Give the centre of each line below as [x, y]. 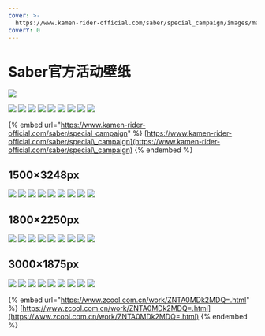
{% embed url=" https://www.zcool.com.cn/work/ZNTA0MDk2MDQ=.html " [129, 300]
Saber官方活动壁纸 [70, 71]
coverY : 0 [24, 30]
